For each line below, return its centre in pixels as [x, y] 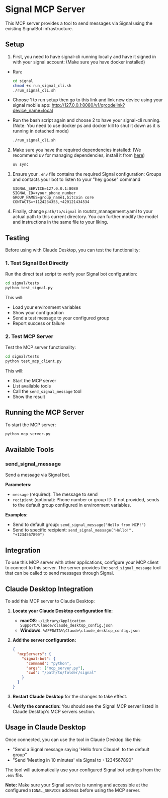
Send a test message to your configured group [61, 318]
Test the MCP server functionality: [41, 347]
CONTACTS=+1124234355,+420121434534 [51, 202]
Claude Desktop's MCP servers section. [54, 711]
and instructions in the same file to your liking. [60, 222]
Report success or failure [38, 323]
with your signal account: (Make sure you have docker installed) [79, 62]
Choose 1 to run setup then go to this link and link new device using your [88, 100]
